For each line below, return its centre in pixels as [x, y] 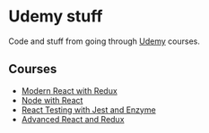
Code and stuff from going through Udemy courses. [104, 41]
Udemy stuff [56, 17]
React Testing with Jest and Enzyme [88, 110]
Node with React [52, 100]
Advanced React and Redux [73, 119]
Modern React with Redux [69, 90]
